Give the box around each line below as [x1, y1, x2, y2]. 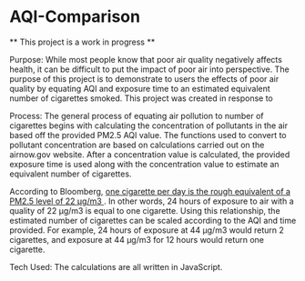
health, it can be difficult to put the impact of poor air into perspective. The [9, 64, 290, 75]
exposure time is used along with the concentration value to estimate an [9, 158, 280, 169]
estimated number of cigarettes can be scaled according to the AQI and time [9, 215, 297, 226]
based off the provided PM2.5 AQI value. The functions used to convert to [9, 129, 287, 140]
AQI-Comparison [9, 6, 141, 27]
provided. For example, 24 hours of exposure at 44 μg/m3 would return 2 [9, 225, 285, 236]
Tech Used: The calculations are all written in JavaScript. [9, 261, 223, 272]
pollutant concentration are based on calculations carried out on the [9, 139, 265, 150]
